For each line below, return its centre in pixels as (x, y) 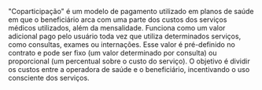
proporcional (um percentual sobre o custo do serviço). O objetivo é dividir (129, 61)
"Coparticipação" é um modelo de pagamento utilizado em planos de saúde (131, 11)
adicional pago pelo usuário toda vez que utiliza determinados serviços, (125, 36)
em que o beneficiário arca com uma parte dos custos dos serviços (118, 20)
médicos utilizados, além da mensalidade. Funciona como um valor (117, 28)
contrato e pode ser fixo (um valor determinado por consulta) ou (113, 53)
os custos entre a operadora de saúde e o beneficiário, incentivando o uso (129, 69)
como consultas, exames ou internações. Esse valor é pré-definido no (122, 45)
